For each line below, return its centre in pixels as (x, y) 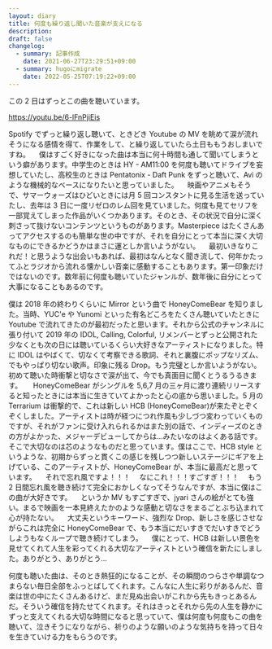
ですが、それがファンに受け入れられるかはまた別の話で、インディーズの (129, 426)
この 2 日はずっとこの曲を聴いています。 (76, 101)
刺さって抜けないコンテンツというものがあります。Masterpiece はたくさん (133, 226)
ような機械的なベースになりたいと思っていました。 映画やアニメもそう (130, 185)
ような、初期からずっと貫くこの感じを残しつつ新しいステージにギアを (140, 456)
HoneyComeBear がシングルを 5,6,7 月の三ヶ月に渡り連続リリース (143, 385)
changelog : (27, 46)
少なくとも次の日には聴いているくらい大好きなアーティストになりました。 (132, 344)
